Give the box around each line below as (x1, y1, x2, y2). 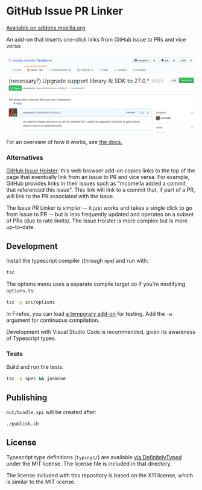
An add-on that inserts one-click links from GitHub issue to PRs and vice (6, 36, 186, 43)
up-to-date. (6, 224, 35, 231)
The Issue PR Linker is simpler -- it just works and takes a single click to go (6, 204, 193, 212)
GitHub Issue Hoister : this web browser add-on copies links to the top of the (6, 167, 195, 174)
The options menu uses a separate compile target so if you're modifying (6, 280, 186, 287)
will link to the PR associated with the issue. (6, 193, 115, 200)
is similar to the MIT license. (6, 478, 76, 485)
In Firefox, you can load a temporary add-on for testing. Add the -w (6, 310, 172, 317)
